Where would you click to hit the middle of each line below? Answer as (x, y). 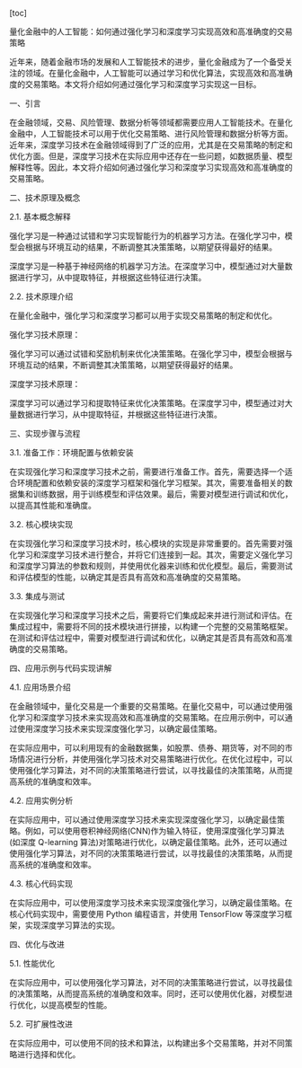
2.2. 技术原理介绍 (41, 296)
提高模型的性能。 (80, 1005)
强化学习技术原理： (45, 335)
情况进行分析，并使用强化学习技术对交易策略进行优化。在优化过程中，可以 (155, 759)
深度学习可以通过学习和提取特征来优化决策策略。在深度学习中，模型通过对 (147, 403)
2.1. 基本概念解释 (40, 216)
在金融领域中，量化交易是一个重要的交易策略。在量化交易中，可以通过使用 (147, 706)
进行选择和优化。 (49, 1054)
